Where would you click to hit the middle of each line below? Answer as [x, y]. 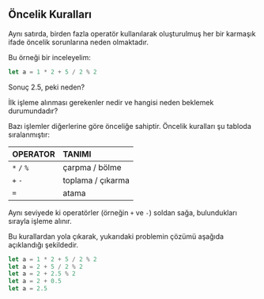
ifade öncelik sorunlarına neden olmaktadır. [78, 42]
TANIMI [77, 153]
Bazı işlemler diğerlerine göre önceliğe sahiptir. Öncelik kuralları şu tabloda [130, 126]
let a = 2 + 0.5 [35, 282]
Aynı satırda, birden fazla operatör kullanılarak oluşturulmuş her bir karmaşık [132, 33]
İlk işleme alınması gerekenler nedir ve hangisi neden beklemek [111, 102]
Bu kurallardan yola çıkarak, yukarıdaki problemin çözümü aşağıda [116, 236]
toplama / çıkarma [96, 180]
